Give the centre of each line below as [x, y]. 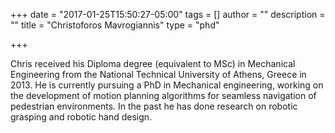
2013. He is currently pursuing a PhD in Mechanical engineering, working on [167, 85]
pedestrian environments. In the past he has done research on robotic [154, 106]
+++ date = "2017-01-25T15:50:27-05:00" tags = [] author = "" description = [168, 14]
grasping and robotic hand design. [81, 117]
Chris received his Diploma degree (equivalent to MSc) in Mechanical [153, 63]
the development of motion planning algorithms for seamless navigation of [163, 95]
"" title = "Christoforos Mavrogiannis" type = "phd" [115, 25]
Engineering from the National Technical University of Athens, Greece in [158, 74]
